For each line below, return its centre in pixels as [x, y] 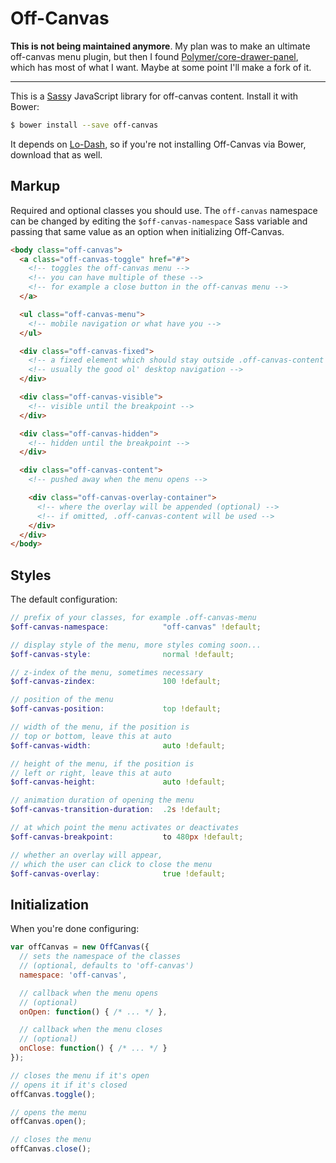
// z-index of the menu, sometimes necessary [106, 672]
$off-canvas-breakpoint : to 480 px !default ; [127, 837]
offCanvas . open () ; [48, 1122]
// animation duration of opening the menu [102, 800]
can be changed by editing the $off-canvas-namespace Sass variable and [159, 221]
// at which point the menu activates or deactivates [125, 828]
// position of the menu [62, 700]
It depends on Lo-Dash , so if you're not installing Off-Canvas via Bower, [158, 144]
